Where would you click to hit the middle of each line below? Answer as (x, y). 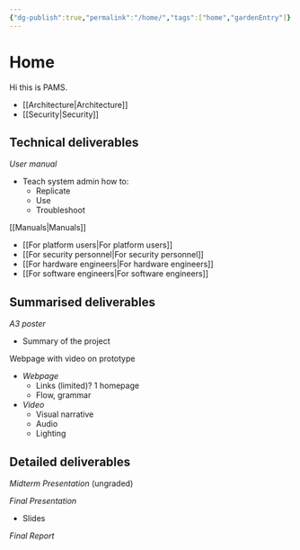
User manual (33, 164)
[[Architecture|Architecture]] (75, 104)
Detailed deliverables (70, 461)
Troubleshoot (60, 210)
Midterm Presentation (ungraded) (71, 483)
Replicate (53, 191)
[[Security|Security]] (60, 114)
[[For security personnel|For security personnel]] (113, 255)
